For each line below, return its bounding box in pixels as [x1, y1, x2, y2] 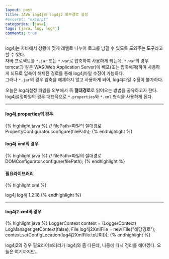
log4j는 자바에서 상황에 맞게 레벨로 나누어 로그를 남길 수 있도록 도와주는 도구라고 [5, 45, 163, 51]
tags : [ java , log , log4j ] [5, 26, 59, 31]
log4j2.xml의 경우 [5, 209, 42, 215]
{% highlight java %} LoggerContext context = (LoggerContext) [5, 220, 137, 226]
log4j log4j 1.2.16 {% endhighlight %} [5, 192, 81, 198]
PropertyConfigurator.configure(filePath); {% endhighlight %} [5, 129, 133, 135]
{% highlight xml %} [5, 182, 47, 188]
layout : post [5, 7, 33, 13]
